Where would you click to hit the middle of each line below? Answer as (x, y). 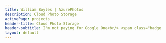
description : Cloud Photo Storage (41, 14)
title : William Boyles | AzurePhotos (44, 10)
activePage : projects (28, 19)
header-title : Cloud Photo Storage (42, 23)
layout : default (22, 33)
